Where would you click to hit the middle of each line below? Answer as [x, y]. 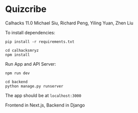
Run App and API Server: [31, 64]
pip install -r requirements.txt [40, 42]
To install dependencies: [30, 32]
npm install [17, 55]
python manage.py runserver [34, 86]
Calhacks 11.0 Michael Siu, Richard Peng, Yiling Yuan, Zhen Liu [69, 23]
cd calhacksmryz [22, 50]
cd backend [16, 82]
